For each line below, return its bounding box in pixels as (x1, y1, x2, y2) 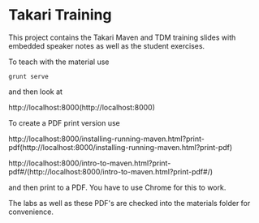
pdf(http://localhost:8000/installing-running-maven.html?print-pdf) (8, 142, 233, 152)
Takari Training (8, 6, 112, 24)
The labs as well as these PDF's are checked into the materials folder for (8, 198, 251, 208)
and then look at (8, 87, 63, 96)
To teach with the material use (8, 57, 110, 66)
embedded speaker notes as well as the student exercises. (8, 41, 205, 50)
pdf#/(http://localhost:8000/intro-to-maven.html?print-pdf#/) (8, 166, 214, 176)
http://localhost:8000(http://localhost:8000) (8, 102, 156, 112)
